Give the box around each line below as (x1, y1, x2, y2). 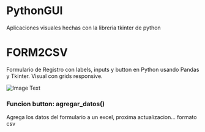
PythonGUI (6, 4, 63, 18)
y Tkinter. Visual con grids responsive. (6, 72, 103, 80)
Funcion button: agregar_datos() (6, 99, 105, 108)
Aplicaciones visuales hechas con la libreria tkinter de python (6, 24, 161, 31)
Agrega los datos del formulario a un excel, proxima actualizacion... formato (6, 114, 197, 121)
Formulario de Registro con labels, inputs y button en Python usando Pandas (6, 66, 199, 73)
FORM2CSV (6, 45, 69, 60)
